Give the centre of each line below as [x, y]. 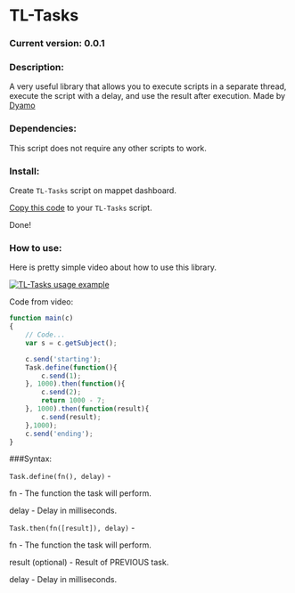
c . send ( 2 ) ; [61, 393]
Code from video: [41, 302]
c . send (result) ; [71, 417]
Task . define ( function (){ [71, 367]
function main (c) [41, 318]
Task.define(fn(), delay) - [60, 476]
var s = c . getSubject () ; [71, 343]
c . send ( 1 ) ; [61, 376]
